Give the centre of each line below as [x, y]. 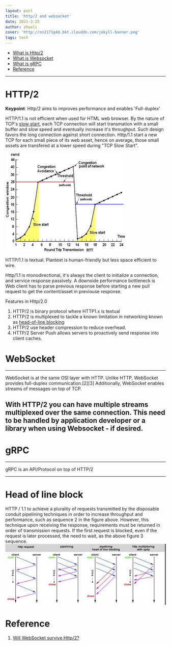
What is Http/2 [28, 53]
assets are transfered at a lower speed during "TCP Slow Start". [72, 145]
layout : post [19, 11]
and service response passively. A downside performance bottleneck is [80, 280]
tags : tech [17, 38]
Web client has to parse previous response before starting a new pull [78, 286]
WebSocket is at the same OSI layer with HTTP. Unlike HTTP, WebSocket [82, 378]
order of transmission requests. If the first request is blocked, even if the [81, 531]
